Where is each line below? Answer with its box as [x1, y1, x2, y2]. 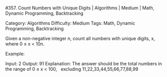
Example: [5, 51, 25, 57]
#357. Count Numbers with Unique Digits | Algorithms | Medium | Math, [5, 5, 154, 11]
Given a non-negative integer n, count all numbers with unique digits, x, [5, 36, 155, 41]
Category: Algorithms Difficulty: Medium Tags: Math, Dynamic [5, 20, 135, 26]
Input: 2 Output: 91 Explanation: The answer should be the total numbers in [5, 61, 162, 66]
